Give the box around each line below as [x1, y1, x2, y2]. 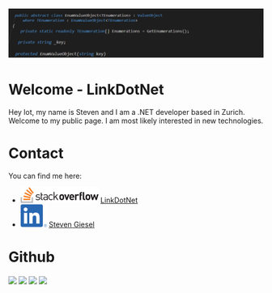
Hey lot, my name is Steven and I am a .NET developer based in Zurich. [8, 107, 245, 117]
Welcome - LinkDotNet [8, 80, 164, 99]
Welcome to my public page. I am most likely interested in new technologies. [8, 116, 264, 125]
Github [8, 248, 55, 266]
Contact [8, 144, 64, 162]
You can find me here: [8, 171, 83, 180]
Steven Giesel [48, 219, 95, 229]
